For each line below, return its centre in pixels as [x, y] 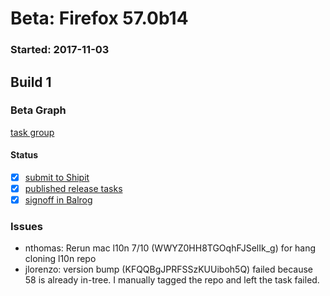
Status [24, 155]
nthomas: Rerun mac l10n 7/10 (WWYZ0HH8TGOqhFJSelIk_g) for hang [170, 248]
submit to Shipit [57, 177]
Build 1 [31, 82]
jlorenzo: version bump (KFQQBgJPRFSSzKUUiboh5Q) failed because [168, 269]
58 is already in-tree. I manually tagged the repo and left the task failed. [172, 280]
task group [32, 132]
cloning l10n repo [60, 259]
